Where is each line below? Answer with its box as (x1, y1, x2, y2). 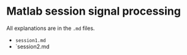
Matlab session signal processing (6, 4, 181, 18)
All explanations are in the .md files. (6, 24, 95, 32)
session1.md (15, 37, 46, 43)
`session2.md (15, 43, 50, 50)
